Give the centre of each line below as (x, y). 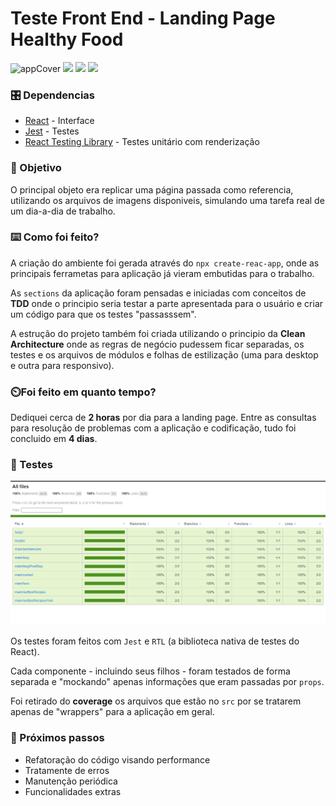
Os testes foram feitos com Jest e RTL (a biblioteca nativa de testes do (155, 641)
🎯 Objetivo (36, 168)
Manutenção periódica (71, 781)
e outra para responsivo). (62, 365)
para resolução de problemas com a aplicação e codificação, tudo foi (153, 428)
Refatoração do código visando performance (117, 759)
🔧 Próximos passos (57, 738)
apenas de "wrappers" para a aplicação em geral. (112, 712)
